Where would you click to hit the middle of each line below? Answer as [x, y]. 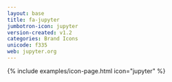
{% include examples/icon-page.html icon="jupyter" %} [87, 71]
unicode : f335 [28, 45]
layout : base [26, 13]
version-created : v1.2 [40, 32]
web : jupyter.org [32, 52]
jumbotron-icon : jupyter [43, 26]
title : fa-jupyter [33, 20]
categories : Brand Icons [43, 39]
